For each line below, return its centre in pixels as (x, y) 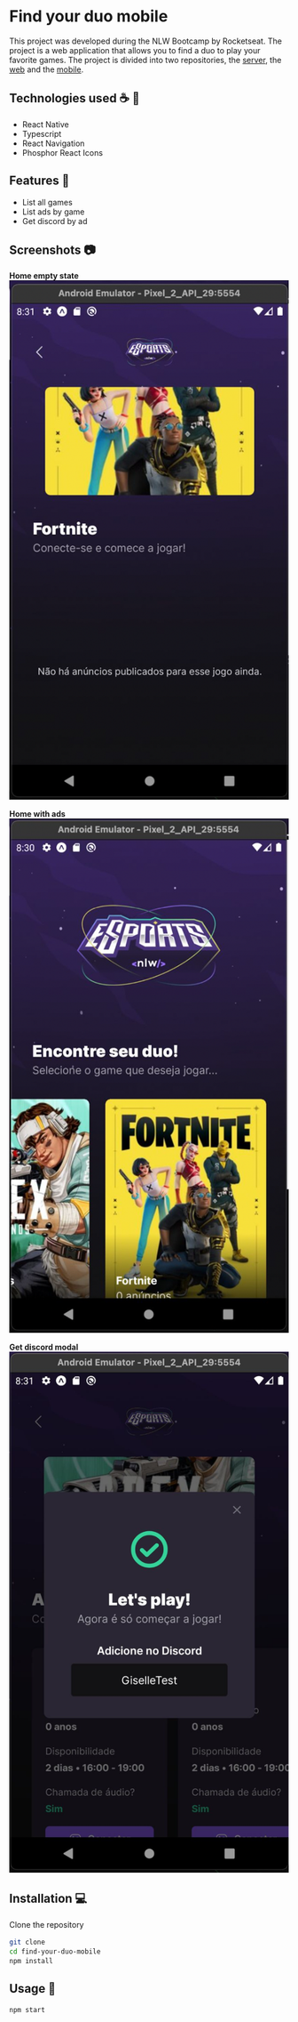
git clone (27, 1942)
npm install (31, 1961)
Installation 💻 (48, 1899)
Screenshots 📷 (52, 250)
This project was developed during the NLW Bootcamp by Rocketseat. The (145, 41)
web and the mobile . (47, 69)
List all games (47, 202)
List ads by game (53, 212)
